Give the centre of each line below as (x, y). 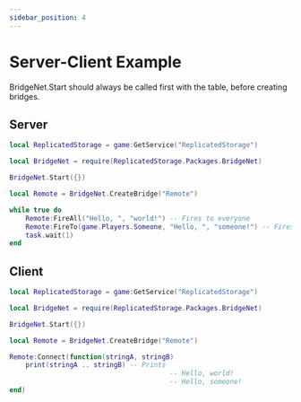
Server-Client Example (95, 61)
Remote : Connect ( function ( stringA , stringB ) (92, 357)
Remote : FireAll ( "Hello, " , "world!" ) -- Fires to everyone (138, 218)
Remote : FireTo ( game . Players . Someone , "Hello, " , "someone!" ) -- (148, 227)
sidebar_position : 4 (48, 17)
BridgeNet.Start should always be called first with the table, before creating (149, 87)
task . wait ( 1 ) (50, 235)
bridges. (25, 96)
